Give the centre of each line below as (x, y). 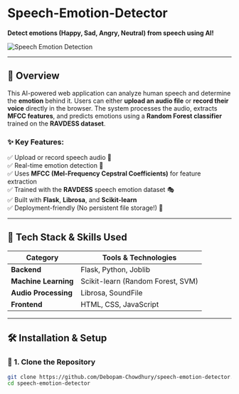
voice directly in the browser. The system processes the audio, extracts (112, 108)
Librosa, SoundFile (112, 293)
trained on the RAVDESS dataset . (57, 123)
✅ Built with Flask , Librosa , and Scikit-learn (72, 200)
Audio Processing (42, 293)
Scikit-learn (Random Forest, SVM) (140, 281)
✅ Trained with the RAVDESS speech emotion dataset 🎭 (91, 190)
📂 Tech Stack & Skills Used (67, 237)
